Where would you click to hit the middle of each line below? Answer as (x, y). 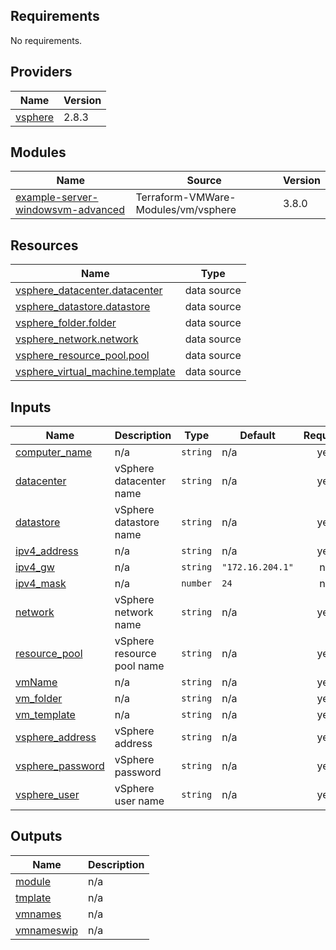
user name (139, 801)
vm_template (45, 715)
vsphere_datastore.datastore (83, 307)
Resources (44, 245)
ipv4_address (47, 551)
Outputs (36, 836)
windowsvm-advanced (70, 210)
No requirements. (46, 40)
